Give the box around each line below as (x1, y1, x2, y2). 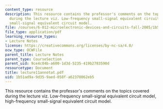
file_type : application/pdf (5, 30, 62, 34)
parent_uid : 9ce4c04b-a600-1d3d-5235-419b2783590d (5, 61, 110, 66)
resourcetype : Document (5, 66, 53, 71)
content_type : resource (5, 7, 53, 12)
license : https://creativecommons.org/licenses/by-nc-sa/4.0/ (5, 43, 133, 48)
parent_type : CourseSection (5, 57, 62, 62)
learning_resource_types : (5, 34, 57, 39)
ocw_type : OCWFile (5, 47, 42, 52)
